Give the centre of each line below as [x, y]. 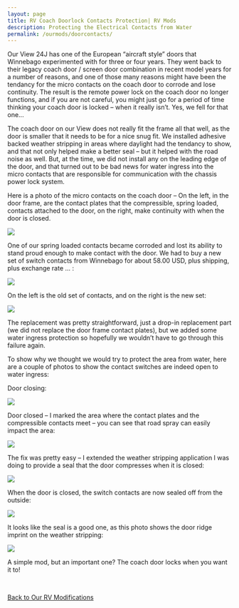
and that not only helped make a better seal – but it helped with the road [113, 151]
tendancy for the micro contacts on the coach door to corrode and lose [111, 85]
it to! [14, 570]
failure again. [27, 345]
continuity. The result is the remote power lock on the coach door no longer [118, 92]
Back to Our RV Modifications [51, 597]
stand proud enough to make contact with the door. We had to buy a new [115, 253]
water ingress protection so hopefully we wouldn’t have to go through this [116, 338]
